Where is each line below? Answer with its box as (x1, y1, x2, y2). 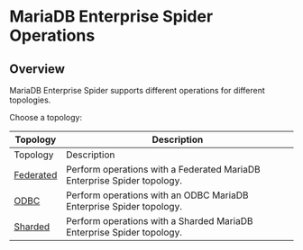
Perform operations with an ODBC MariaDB (66, 189, 249, 201)
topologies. (9, 94, 51, 105)
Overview (9, 61, 66, 76)
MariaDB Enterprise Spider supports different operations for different (9, 85, 266, 95)
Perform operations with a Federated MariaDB (66, 164, 261, 175)
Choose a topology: (9, 112, 83, 122)
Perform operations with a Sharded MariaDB (66, 215, 253, 227)
